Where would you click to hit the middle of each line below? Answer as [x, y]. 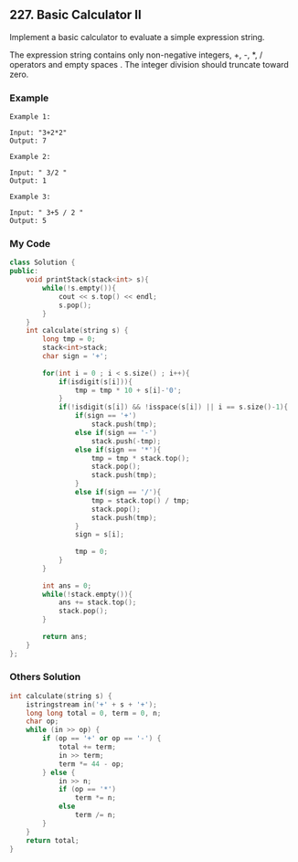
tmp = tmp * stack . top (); [140, 458]
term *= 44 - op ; [91, 764]
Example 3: [30, 197]
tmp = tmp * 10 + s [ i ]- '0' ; [128, 390]
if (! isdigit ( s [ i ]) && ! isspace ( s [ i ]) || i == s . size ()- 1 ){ [173, 407]
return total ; [53, 840]
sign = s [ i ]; [100, 535]
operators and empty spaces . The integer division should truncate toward [149, 64]
